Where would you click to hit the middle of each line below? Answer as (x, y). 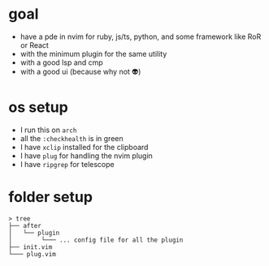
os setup (39, 107)
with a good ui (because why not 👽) (80, 71)
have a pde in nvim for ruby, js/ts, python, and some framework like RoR (141, 36)
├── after (25, 225)
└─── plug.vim (33, 254)
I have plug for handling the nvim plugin (86, 156)
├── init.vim (30, 247)
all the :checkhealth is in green (72, 138)
